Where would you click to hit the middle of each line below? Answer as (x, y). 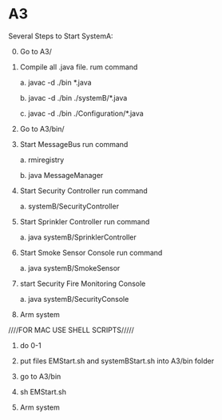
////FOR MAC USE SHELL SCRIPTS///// (71, 330)
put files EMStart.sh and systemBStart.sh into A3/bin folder (117, 361)
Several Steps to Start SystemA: (61, 36)
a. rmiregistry (42, 160)
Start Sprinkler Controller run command (85, 221)
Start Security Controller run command (83, 190)
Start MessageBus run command (74, 144)
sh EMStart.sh (43, 391)
